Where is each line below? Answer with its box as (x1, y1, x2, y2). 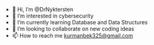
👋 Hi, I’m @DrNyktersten (12, 6, 74, 13)
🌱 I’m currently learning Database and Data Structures (12, 19, 148, 26)
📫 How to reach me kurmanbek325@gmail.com (12, 32, 133, 39)
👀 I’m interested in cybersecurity (12, 12, 94, 19)
